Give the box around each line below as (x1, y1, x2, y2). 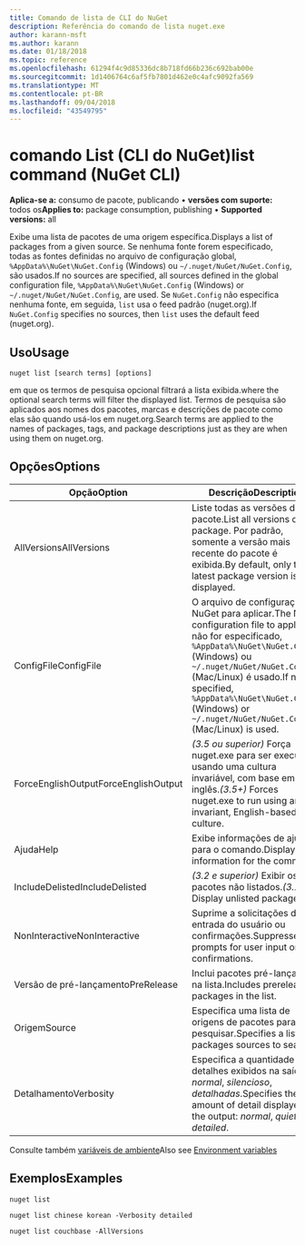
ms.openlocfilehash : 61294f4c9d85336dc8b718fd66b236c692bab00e (9, 64, 254, 74)
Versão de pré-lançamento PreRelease (14, 978, 179, 991)
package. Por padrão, (192, 524, 284, 537)
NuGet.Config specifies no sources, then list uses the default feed (9, 309, 261, 320)
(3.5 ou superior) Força (192, 737, 291, 750)
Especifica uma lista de (192, 1004, 290, 1017)
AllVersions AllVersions (14, 541, 111, 554)
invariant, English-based (192, 805, 297, 818)
